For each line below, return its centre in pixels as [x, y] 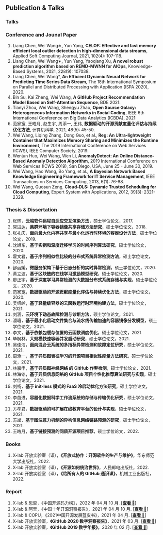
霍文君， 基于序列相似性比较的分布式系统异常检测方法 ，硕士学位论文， [83, 256]
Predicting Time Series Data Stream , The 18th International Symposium [84, 82]
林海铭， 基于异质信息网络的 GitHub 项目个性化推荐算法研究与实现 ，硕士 [84, 374]
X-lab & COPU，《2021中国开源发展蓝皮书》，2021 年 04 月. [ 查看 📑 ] [79, 515]
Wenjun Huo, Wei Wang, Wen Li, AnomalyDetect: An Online [73, 155]
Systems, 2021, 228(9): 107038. [58, 71]
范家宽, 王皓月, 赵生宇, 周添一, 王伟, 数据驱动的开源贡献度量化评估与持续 [84, 123]
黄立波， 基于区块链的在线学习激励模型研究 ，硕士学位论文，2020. [78, 274]
